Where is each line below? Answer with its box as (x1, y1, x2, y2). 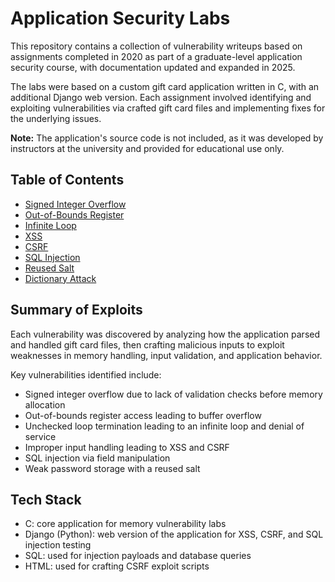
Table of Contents (10, 172, 125, 189)
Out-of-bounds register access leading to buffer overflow (24, 409, 262, 421)
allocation (24, 398, 66, 411)
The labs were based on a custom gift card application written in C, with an (10, 80, 320, 92)
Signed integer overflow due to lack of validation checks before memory (24, 388, 323, 400)
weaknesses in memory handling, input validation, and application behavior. (10, 349, 323, 361)
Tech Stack (10, 491, 82, 508)
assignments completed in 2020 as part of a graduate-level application (10, 50, 303, 62)
